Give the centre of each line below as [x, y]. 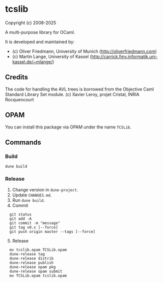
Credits [17, 77]
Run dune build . [28, 200]
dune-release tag [27, 254]
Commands [23, 142]
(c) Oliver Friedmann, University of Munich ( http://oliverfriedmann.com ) [84, 51]
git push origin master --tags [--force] [53, 232]
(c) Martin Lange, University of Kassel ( [52, 56]
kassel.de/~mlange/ [32, 62]
